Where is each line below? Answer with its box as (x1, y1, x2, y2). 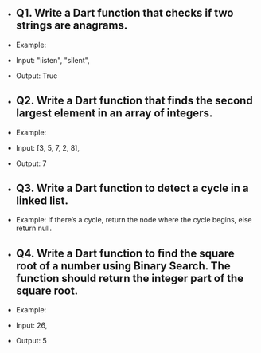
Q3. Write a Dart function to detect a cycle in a (15, 182, 249, 195)
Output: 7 (15, 159, 47, 168)
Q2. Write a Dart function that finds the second (15, 94, 253, 108)
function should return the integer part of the (15, 271, 244, 285)
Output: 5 (15, 336, 48, 346)
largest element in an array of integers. (15, 107, 213, 120)
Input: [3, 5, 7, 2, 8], (15, 143, 80, 152)
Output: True (15, 71, 58, 80)
